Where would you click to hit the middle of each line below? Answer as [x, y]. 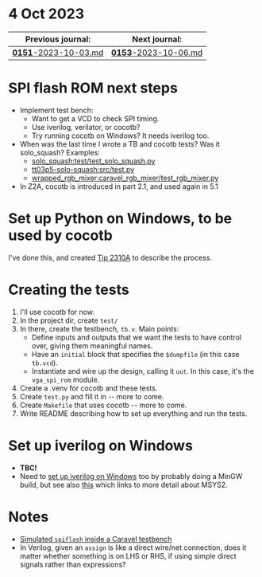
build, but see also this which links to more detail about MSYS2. [123, 485]
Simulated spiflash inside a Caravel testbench [96, 539]
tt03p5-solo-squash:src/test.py [83, 169]
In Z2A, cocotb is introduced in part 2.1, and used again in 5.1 [119, 186]
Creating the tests [69, 290]
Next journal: [157, 39]
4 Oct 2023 [46, 14]
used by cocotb [60, 236]
